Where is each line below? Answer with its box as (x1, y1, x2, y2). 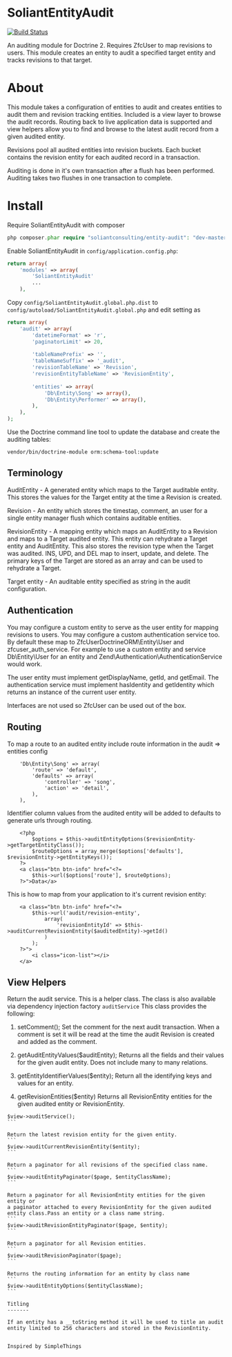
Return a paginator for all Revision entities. (7, 1240, 147, 1247)
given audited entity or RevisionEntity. (17, 1100, 125, 1108)
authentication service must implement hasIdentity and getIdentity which (7, 680, 215, 689)
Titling (7, 1301, 30, 1308)
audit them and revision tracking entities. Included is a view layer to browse (7, 110, 222, 118)
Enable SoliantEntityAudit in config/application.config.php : (7, 247, 178, 255)
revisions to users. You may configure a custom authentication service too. (7, 630, 220, 639)
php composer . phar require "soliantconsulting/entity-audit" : (7, 234, 190, 241)
